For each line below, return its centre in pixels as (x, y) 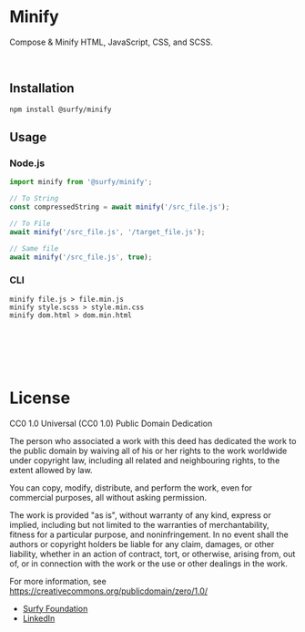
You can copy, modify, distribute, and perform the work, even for (131, 487)
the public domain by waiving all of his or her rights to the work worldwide (148, 451)
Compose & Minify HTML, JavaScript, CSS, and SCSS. (112, 42)
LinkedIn (39, 618)
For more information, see (58, 581)
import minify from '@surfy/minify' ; (81, 182)
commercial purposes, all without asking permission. (108, 497)
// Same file (34, 248)
